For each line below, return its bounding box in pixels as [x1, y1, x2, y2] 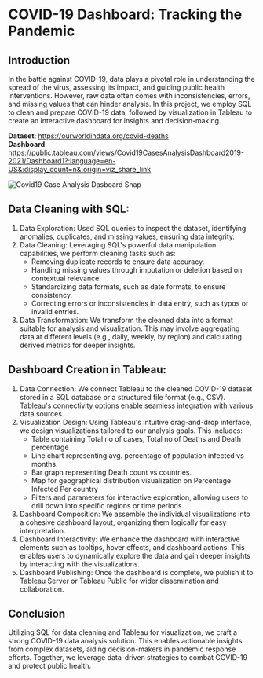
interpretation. [19, 526, 66, 535]
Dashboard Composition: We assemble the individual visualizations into [19, 509, 251, 519]
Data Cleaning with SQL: [8, 203, 130, 216]
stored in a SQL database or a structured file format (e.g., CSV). [19, 392, 226, 401]
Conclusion [8, 607, 66, 621]
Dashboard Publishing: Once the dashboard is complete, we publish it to [19, 567, 254, 577]
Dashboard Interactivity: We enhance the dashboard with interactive [19, 534, 241, 544]
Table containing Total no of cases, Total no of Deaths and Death [31, 434, 242, 443]
